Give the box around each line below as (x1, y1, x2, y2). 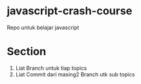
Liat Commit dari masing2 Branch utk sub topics (15, 70, 135, 78)
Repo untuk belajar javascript (7, 24, 80, 31)
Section (7, 45, 46, 58)
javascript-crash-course (7, 4, 133, 18)
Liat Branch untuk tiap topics (15, 64, 87, 71)
